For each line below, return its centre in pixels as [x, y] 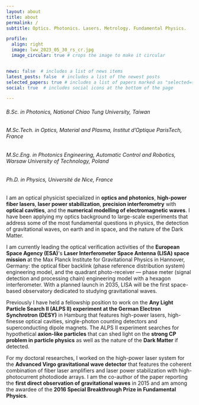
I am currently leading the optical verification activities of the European [93, 247]
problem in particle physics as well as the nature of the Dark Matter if [92, 340]
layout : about [24, 12]
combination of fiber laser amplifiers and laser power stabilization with [92, 371]
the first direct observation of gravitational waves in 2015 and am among [97, 383]
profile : [17, 39]
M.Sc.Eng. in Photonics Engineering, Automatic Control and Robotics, [91, 155]
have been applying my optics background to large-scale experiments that [97, 217]
